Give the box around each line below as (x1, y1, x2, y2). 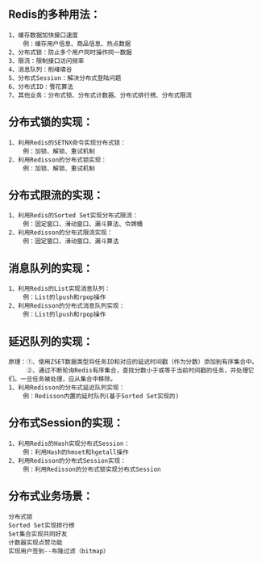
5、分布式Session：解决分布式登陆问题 (8, 74, 122, 82)
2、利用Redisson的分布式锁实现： (8, 156, 107, 164)
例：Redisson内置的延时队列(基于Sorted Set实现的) (23, 393, 180, 401)
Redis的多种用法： (8, 7, 101, 22)
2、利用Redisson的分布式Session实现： (8, 456, 127, 464)
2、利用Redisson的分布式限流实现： (8, 229, 114, 237)
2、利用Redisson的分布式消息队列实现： (8, 302, 125, 310)
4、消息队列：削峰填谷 (8, 65, 73, 74)
